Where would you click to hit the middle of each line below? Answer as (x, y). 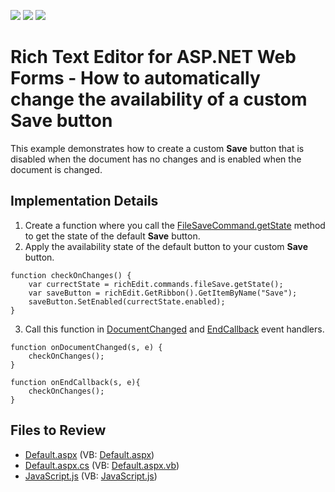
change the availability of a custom (159, 99)
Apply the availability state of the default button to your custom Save (166, 246)
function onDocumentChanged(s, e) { (86, 347)
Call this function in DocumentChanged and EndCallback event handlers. (174, 329)
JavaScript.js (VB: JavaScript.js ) (91, 476)
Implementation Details (84, 201)
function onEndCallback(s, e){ (75, 382)
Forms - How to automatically (135, 78)
